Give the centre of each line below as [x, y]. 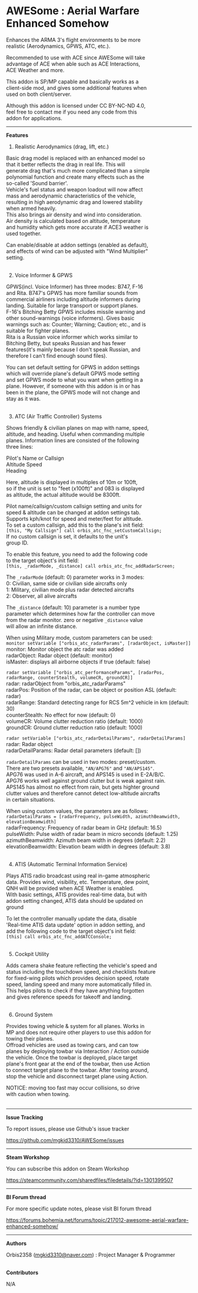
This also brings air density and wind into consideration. [74, 215]
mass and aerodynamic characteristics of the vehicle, [71, 196]
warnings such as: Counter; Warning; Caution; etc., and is [76, 324]
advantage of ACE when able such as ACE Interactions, [73, 64]
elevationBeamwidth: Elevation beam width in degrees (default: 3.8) [88, 846]
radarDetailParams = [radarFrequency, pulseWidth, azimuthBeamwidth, [93, 816]
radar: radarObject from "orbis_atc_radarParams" [66, 683]
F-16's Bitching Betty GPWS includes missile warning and [76, 312]
